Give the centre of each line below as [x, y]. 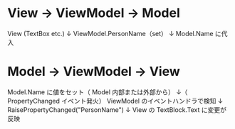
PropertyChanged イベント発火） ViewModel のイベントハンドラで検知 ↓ [115, 101]
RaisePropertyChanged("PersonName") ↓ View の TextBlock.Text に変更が [117, 110]
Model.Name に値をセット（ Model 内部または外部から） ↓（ [98, 92]
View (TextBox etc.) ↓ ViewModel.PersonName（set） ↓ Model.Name [110, 33]
